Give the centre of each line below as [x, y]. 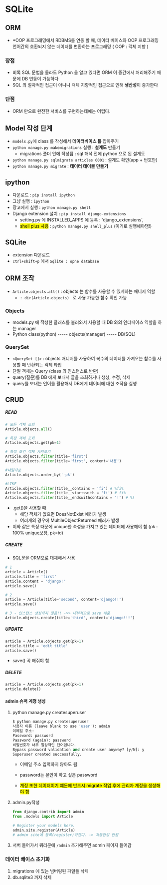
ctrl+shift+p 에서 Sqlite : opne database [56, 261]
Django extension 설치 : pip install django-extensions [69, 214]
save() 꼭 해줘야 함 [31, 661]
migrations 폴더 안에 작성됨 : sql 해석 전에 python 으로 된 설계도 [83, 154]
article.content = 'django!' [35, 581]
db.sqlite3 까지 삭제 [32, 878]
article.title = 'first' [31, 576]
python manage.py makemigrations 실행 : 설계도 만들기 [66, 147]
